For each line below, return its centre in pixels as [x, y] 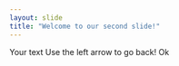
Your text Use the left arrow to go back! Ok [89, 52]
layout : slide [36, 18]
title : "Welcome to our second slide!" [85, 26]
